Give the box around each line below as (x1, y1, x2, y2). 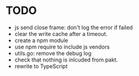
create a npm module (14, 36, 68, 44)
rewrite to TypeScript (14, 62, 68, 70)
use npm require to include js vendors (14, 43, 110, 50)
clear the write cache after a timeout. (14, 30, 108, 37)
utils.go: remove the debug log (14, 49, 92, 57)
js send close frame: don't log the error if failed (14, 24, 134, 31)
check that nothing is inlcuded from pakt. (14, 56, 118, 63)
